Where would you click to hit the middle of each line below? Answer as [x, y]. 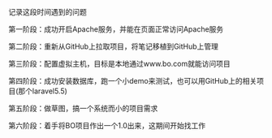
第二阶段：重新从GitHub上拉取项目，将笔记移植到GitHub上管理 [114, 46]
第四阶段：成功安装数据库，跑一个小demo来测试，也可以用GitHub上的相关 [133, 81]
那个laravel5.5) [43, 91]
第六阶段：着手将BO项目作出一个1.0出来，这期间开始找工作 [107, 125]
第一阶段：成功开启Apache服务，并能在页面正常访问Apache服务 [116, 29]
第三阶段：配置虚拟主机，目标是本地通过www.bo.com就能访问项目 [120, 64]
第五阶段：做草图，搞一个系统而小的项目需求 [83, 108]
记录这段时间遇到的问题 [47, 12]
